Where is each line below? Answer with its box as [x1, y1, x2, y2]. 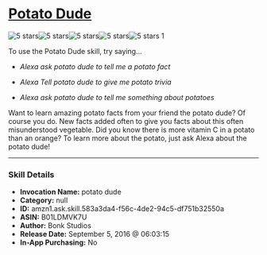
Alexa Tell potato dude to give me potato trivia [19, 77, 172, 87]
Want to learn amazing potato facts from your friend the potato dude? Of [8, 108, 246, 118]
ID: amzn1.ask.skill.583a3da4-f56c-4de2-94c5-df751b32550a [19, 204, 225, 214]
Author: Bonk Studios [19, 221, 91, 230]
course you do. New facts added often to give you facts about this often [8, 116, 244, 126]
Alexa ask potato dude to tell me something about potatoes [19, 92, 215, 102]
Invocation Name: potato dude [19, 187, 122, 197]
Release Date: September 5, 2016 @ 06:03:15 [19, 230, 169, 239]
